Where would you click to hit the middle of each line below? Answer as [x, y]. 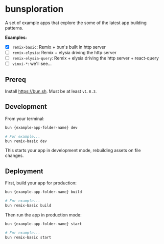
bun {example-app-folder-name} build [44, 192]
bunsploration [34, 9]
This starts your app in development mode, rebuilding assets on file [73, 151]
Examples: [16, 37]
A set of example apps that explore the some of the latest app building [76, 23]
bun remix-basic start [28, 237]
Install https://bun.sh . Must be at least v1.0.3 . [51, 91]
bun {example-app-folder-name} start [44, 224]
